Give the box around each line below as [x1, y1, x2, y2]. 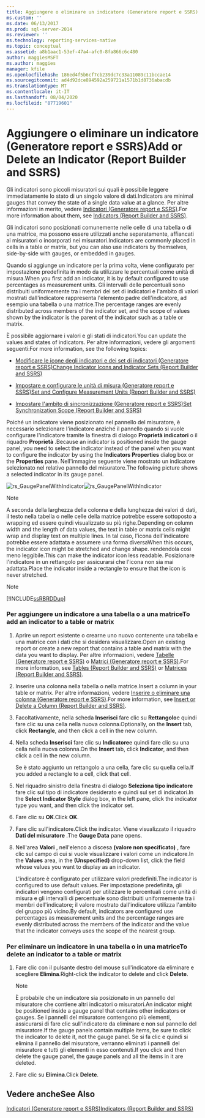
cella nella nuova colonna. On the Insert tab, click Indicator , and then [15, 745, 188, 752]
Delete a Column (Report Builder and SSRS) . [15, 702, 127, 709]
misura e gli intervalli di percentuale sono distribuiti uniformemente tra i [15, 895, 195, 902]
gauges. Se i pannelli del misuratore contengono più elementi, [15, 1014, 171, 1021]
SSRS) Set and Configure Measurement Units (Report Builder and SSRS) [15, 388, 196, 396]
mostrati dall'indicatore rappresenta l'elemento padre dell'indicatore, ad [6, 294, 187, 301]
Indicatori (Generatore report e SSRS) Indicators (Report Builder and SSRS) [6, 1105, 194, 1112]
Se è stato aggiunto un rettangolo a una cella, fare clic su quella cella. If [15, 763, 194, 771]
